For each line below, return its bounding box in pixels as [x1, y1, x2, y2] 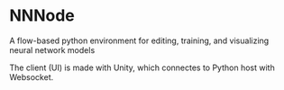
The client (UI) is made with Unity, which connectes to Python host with [9, 62, 275, 73]
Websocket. [9, 71, 54, 82]
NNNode [9, 5, 75, 26]
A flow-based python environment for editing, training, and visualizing [9, 35, 270, 46]
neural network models [9, 44, 96, 55]
